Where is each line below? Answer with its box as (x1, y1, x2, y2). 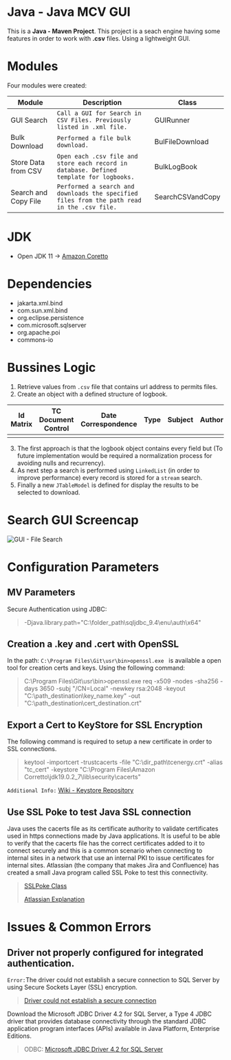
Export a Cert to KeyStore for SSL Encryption (7, 719, 203, 731)
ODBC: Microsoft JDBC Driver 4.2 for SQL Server (23, 1046, 164, 1054)
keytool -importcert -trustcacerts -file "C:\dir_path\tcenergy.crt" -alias (23, 758, 223, 766)
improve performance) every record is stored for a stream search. (16, 473, 203, 481)
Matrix (10, 419, 33, 428)
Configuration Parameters (7, 559, 159, 574)
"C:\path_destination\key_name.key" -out (23, 692, 141, 700)
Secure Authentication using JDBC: (7, 605, 107, 613)
